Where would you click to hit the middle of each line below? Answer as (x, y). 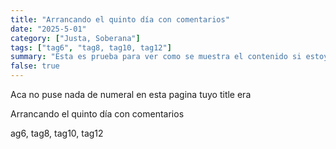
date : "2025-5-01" (48, 29)
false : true (35, 66)
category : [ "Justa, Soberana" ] (75, 38)
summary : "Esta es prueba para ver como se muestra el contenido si (156, 57)
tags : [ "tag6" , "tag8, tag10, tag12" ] (91, 47)
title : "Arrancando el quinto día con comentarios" (120, 19)
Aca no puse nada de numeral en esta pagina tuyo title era (131, 94)
